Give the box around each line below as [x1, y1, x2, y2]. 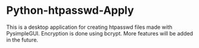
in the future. [6, 36, 39, 43]
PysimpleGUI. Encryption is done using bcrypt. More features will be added [6, 29, 194, 37]
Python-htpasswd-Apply [6, 4, 134, 17]
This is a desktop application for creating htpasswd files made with [6, 23, 173, 31]
